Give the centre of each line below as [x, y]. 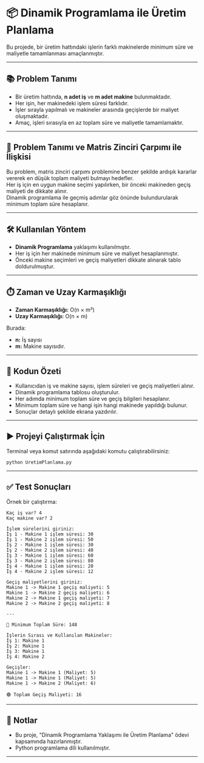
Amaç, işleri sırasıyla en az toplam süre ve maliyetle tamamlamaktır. [99, 122]
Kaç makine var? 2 [29, 518]
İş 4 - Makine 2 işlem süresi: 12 [50, 571]
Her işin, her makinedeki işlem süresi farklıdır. [72, 103]
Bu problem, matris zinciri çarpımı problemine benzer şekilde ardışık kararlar [102, 172]
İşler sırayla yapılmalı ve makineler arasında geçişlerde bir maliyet [97, 110]
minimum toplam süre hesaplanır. [48, 204]
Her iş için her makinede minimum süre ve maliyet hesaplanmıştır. [97, 254]
